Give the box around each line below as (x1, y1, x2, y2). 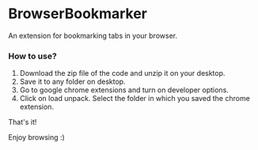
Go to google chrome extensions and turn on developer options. (19, 85, 230, 95)
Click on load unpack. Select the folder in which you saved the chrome (19, 94, 251, 103)
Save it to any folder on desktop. (19, 77, 126, 87)
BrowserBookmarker (8, 5, 148, 23)
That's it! (8, 118, 37, 127)
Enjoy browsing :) (8, 133, 65, 142)
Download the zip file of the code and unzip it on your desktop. (19, 69, 226, 78)
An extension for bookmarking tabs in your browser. (8, 31, 178, 40)
